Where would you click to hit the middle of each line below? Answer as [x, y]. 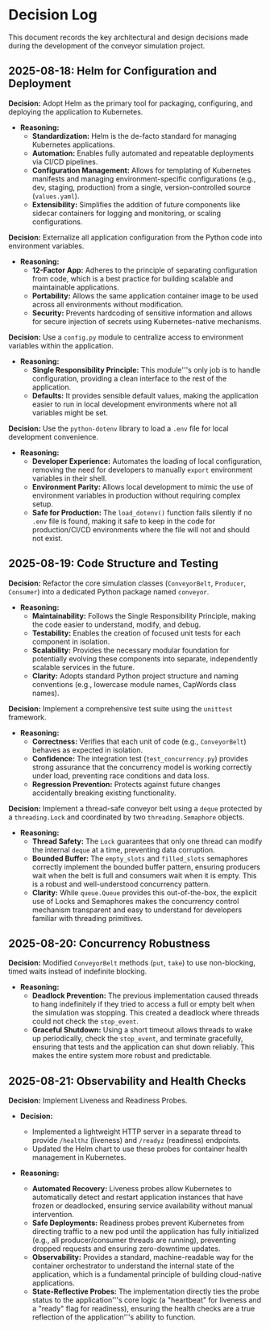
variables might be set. [70, 412]
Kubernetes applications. [73, 144]
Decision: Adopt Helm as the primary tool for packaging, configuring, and [131, 103]
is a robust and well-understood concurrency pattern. [121, 884]
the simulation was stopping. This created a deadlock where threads [145, 1013]
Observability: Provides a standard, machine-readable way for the [143, 1257]
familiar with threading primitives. [87, 918]
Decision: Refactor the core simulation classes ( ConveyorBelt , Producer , [127, 583]
